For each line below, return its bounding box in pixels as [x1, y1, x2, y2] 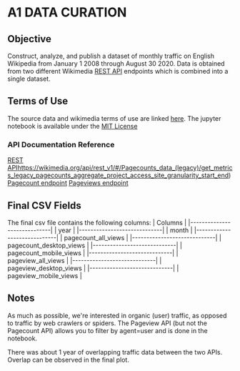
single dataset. [7, 74, 51, 83]
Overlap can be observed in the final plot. [7, 355, 130, 364]
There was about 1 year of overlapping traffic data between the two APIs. [7, 347, 223, 356]
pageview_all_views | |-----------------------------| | [7, 256, 162, 264]
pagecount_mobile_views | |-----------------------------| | [7, 248, 179, 257]
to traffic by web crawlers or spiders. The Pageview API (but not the [7, 319, 207, 327]
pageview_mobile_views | [7, 271, 82, 280]
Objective [7, 33, 52, 45]
